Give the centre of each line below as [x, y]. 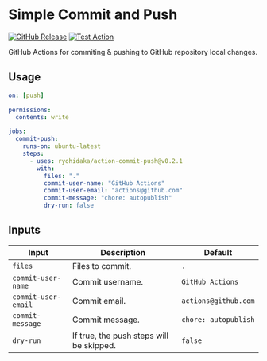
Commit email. [99, 301]
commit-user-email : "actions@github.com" [113, 191]
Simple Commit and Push [93, 15]
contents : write [42, 117]
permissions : [30, 110]
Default [218, 252]
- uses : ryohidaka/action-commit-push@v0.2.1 [106, 161]
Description [123, 252]
